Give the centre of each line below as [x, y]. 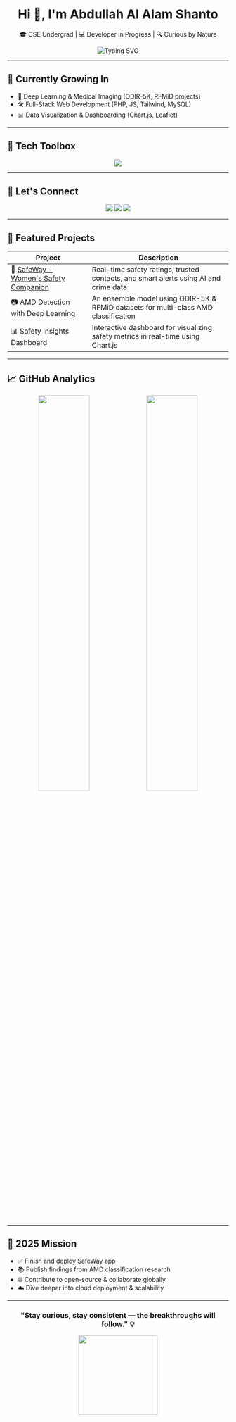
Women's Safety [38, 279]
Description [159, 258]
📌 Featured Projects [51, 238]
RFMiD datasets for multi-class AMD [152, 308]
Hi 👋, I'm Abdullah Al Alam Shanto [118, 14]
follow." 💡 [118, 1324]
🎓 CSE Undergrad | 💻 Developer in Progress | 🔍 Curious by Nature [118, 34]
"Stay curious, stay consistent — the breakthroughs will [118, 1315]
